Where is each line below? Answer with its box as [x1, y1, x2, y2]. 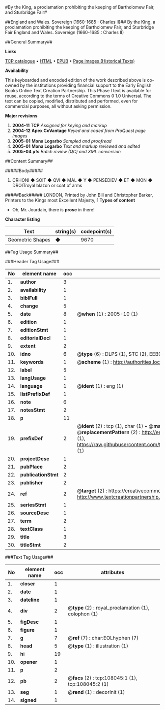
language [20, 383, 43, 389]
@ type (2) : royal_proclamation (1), [68, 605, 150, 611]
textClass [20, 526, 43, 532]
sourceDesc [20, 509, 49, 516]
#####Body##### [5, 168, 43, 173]
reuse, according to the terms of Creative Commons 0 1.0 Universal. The [5, 93, 152, 99]
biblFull [20, 295, 38, 301]
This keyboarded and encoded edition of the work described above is [5, 77, 146, 83]
